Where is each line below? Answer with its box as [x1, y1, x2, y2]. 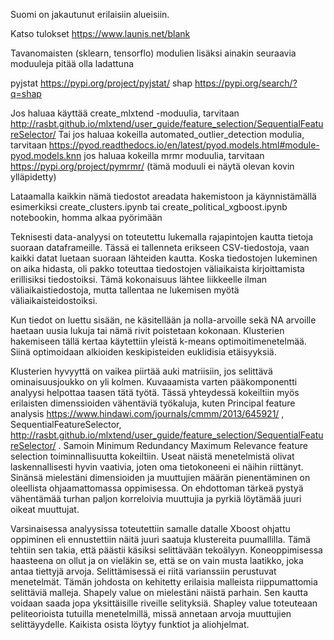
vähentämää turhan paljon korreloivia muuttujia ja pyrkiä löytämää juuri [10, 493, 302, 504]
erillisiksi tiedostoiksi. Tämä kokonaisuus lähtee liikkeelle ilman [10, 274, 268, 285]
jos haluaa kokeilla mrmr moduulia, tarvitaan [83, 150, 265, 161]
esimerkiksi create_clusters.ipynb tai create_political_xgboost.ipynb [10, 201, 288, 213]
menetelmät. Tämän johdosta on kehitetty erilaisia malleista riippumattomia [10, 576, 318, 588]
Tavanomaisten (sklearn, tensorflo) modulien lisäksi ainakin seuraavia [10, 47, 297, 59]
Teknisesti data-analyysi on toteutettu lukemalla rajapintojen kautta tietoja [10, 231, 314, 243]
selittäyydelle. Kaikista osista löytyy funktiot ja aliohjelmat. [10, 619, 250, 630]
